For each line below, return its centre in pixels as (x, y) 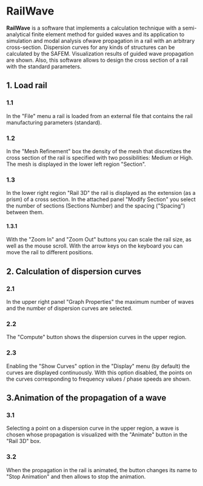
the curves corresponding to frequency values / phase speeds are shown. (99, 379)
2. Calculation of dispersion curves (74, 271)
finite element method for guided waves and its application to (108, 34)
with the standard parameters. (44, 66)
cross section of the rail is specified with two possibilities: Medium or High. (100, 157)
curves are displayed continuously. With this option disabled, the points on (99, 372)
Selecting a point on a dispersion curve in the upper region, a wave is (93, 429)
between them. (25, 212)
